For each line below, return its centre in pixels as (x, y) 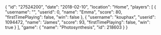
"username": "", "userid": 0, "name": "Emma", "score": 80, (64, 12)
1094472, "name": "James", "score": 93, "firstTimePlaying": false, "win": (78, 22)
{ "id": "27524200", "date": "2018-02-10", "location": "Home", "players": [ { (81, 7)
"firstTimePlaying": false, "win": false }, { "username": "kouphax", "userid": (80, 17)
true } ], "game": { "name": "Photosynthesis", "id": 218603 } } (67, 27)
